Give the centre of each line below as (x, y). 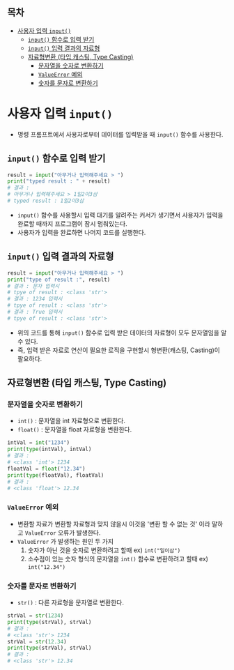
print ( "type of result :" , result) (59, 280)
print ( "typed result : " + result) (59, 181)
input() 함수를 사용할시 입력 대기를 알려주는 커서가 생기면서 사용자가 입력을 (120, 215)
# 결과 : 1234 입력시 (35, 299)
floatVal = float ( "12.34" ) (46, 469)
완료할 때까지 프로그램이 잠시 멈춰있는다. (72, 223)
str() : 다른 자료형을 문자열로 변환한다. (70, 602)
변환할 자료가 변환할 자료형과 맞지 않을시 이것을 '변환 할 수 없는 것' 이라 (114, 524)
